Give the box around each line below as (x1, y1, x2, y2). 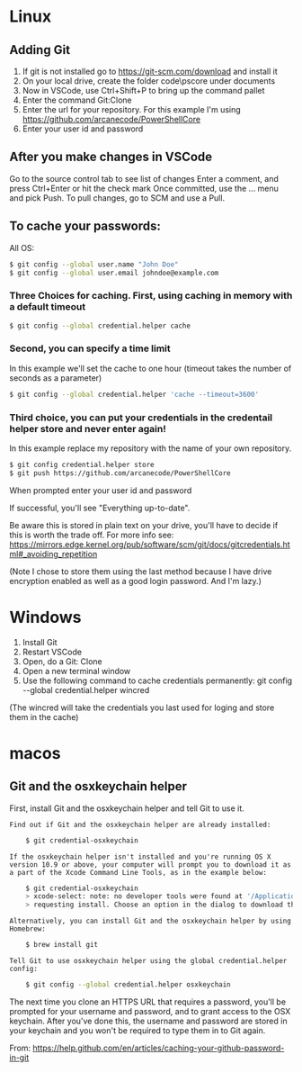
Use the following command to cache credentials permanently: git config (22, 675, 293, 686)
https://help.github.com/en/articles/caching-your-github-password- (32, 1042, 285, 1053)
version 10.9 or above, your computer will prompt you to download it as (9, 860, 292, 869)
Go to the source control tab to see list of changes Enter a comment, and (9, 173, 279, 184)
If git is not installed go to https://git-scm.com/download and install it (22, 66, 279, 77)
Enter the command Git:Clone (22, 95, 132, 105)
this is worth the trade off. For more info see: (9, 529, 174, 540)
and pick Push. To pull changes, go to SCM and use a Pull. (9, 192, 226, 203)
